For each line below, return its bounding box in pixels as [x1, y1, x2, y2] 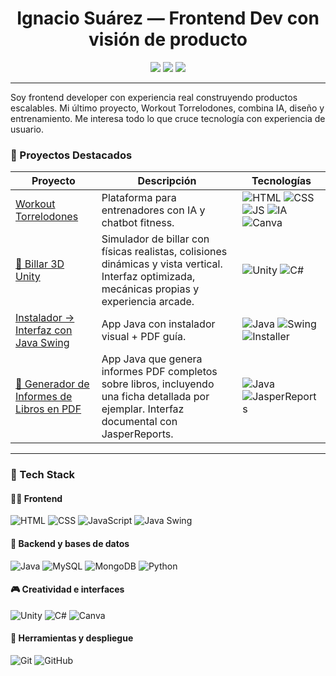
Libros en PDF [15, 402, 82, 416]
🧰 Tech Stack [10, 468, 76, 482]
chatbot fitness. [101, 216, 175, 230]
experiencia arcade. [101, 295, 195, 309]
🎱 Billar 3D [15, 257, 65, 271]
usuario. [10, 123, 45, 135]
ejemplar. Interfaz [101, 402, 185, 416]
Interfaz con [15, 323, 73, 337]
